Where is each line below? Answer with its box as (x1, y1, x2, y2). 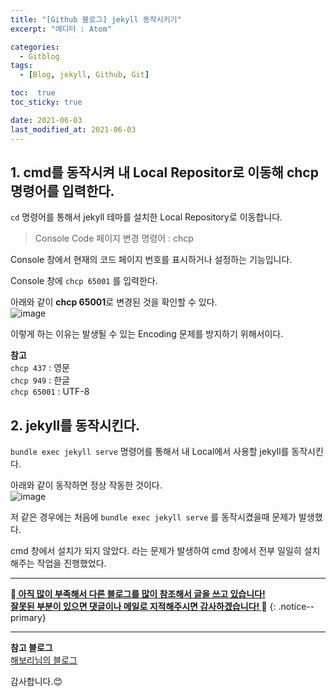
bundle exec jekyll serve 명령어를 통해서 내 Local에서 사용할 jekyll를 (10, 446, 290, 458)
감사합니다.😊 (10, 676, 63, 688)
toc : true (10, 88, 56, 98)
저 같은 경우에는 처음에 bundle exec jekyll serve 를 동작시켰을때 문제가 (10, 511, 297, 523)
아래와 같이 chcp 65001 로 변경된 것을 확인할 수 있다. (10, 296, 218, 308)
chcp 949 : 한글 (10, 374, 70, 386)
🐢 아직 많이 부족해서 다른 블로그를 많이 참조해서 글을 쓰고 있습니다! (10, 588, 266, 600)
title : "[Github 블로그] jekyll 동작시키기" (10, 14, 182, 25)
